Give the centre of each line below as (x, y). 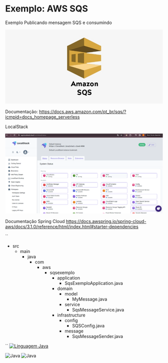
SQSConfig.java (88, 325)
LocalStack (17, 127)
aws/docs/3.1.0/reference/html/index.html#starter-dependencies (72, 226)
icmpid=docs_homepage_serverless (42, 117)
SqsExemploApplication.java (94, 283)
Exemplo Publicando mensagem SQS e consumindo (59, 22)
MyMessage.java (90, 299)
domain (65, 288)
